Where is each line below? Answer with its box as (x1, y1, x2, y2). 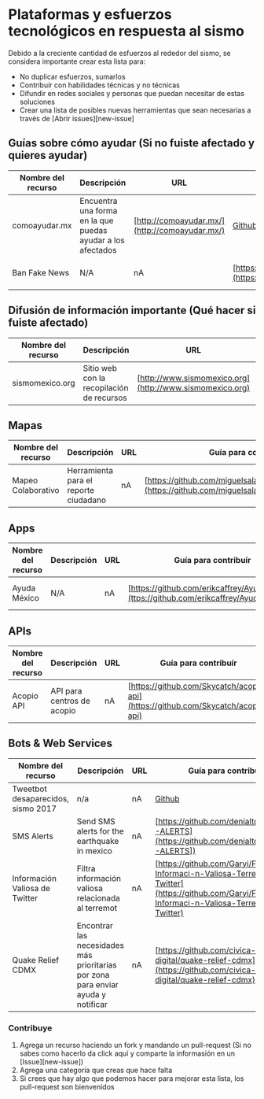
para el (66, 475, 93, 486)
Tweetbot (12, 783, 47, 794)
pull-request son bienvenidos (19, 1082, 115, 1092)
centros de (50, 695, 90, 706)
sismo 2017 (12, 803, 57, 814)
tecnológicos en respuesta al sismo (8, 22, 245, 40)
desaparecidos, (12, 793, 69, 804)
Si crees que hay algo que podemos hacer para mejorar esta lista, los (19, 1074, 244, 1083)
